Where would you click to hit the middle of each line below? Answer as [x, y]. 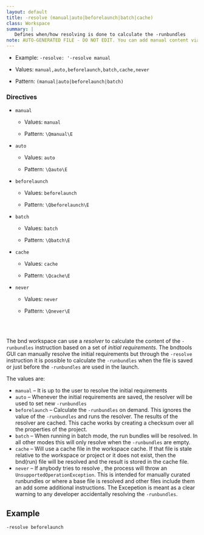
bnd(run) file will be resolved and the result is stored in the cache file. [102, 462]
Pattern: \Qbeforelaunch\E [56, 205]
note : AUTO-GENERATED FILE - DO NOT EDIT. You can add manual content [97, 40]
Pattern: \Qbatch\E [47, 240]
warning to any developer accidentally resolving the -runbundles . [96, 494]
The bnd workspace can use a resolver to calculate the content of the [93, 341]
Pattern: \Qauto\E [46, 169]
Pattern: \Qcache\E [47, 275]
